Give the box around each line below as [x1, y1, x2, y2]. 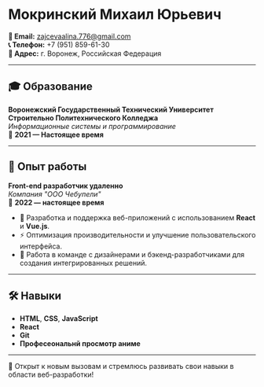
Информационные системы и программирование [8, 121, 177, 131]
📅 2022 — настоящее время [8, 197, 104, 207]
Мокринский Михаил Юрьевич [8, 6, 222, 24]
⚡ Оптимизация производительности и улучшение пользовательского [19, 230, 256, 239]
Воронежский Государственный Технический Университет [8, 105, 214, 114]
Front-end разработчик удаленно [8, 181, 123, 190]
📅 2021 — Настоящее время [8, 130, 104, 139]
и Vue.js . [19, 221, 49, 230]
